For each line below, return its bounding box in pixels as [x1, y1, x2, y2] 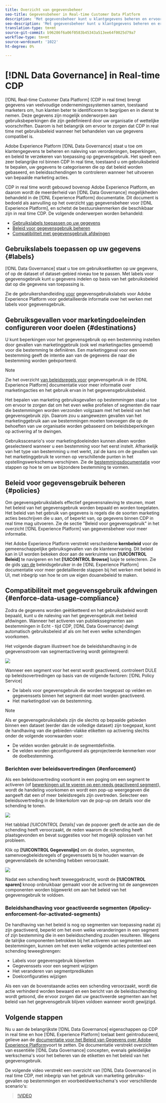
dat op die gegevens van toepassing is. [5, 281, 85, 287]
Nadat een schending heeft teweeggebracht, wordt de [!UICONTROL [5, 876, 146, 882]
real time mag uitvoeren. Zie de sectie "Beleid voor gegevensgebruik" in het [5, 520, 160, 526]
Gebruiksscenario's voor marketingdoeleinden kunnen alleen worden [5, 438, 146, 444]
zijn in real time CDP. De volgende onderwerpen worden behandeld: [5, 210, 144, 216]
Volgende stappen [5, 1013, 63, 1021]
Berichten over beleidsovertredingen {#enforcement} [5, 765, 137, 772]
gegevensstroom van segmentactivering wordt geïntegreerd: [5, 648, 129, 654]
